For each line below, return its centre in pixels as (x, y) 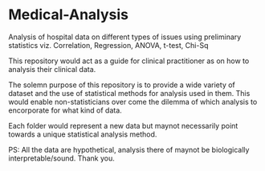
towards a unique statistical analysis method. (83, 134)
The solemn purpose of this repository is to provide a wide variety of (122, 85)
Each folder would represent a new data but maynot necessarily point (123, 125)
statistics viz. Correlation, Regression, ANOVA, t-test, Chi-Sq (108, 45)
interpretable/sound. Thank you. (61, 158)
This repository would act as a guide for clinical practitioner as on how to (129, 61)
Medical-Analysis (69, 15)
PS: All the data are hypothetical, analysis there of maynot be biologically (129, 149)
